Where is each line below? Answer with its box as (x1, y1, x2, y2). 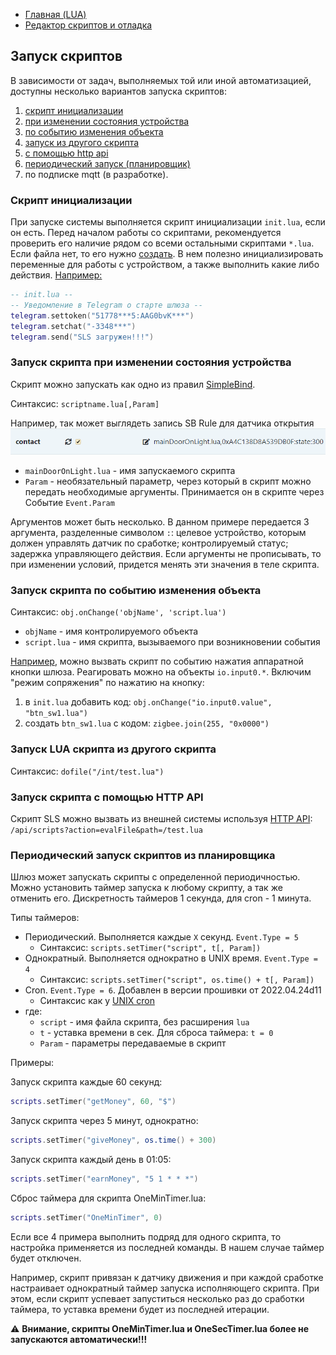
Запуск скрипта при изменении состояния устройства (10, 355, 292, 369)
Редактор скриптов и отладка (24, 19, 153, 31)
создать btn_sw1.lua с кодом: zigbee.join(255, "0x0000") (24, 717, 270, 729)
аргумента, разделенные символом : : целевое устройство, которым (10, 527, 307, 539)
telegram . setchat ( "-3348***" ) (10, 321, 137, 331)
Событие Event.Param (24, 497, 115, 509)
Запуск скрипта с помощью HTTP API (10, 790, 204, 804)
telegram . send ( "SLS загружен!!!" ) (10, 332, 155, 342)
